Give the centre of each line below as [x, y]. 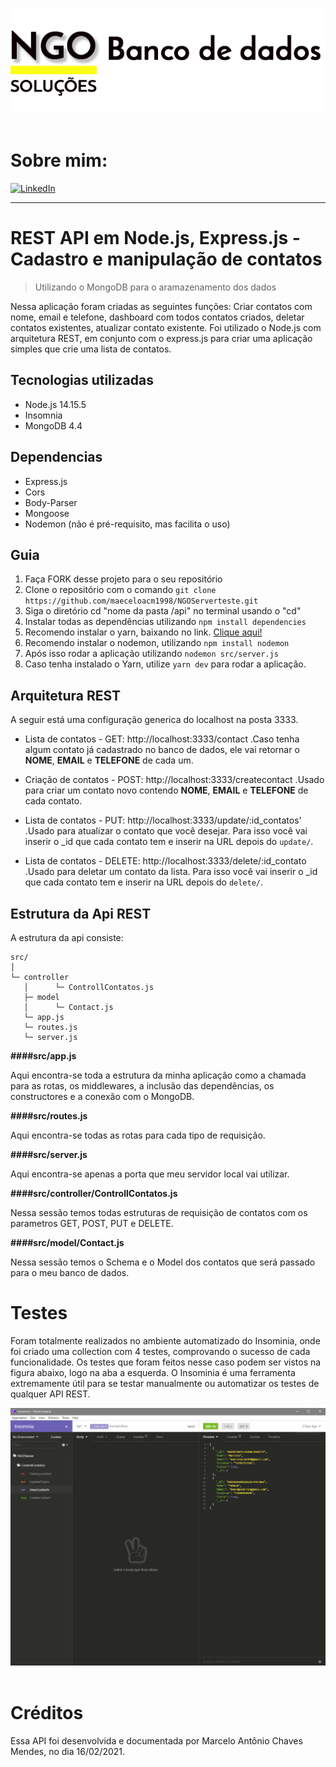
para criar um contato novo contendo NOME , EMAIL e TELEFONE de [166, 790]
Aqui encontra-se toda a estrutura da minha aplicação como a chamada [158, 1075]
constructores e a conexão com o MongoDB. [102, 1096]
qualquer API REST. [50, 1394]
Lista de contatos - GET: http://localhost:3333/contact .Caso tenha [162, 739]
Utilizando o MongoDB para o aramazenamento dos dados [155, 287]
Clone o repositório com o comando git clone [120, 590]
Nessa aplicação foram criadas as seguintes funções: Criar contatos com [161, 306]
